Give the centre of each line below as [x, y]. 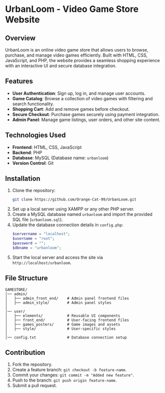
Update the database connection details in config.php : [68, 225]
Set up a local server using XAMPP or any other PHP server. [73, 209]
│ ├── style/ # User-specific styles [61, 328]
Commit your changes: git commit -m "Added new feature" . [73, 375]
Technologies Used [35, 135]
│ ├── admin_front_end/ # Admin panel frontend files [67, 298]
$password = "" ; [29, 243]
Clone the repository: [34, 191]
